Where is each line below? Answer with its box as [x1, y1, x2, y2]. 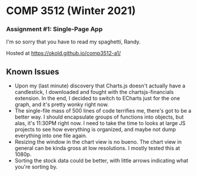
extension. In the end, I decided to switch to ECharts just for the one [14, 95, 180, 102]
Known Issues [6, 66, 60, 77]
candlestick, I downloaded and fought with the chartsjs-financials [14, 89, 174, 96]
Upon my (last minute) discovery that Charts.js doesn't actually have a [14, 82, 186, 89]
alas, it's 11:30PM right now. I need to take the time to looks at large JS [14, 120, 186, 127]
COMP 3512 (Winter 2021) [6, 4, 136, 18]
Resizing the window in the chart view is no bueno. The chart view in [14, 138, 182, 145]
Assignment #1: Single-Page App [6, 25, 103, 33]
